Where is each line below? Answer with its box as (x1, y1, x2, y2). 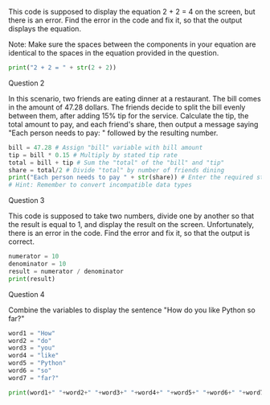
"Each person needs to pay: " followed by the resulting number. (8, 128, 219, 138)
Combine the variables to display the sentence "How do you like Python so (8, 305, 256, 315)
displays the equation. (8, 24, 82, 33)
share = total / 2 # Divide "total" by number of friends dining (8, 166, 225, 174)
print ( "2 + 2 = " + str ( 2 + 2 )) (8, 64, 117, 72)
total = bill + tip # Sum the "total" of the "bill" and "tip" (8, 159, 225, 167)
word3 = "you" (8, 344, 56, 353)
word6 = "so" (8, 366, 52, 374)
